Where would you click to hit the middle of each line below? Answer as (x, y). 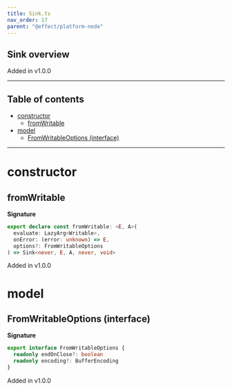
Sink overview (39, 54)
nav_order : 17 (28, 20)
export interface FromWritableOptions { (66, 348)
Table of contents (46, 99)
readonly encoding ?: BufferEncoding (66, 361)
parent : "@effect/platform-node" (55, 26)
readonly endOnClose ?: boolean (58, 355)
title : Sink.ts (29, 13)
